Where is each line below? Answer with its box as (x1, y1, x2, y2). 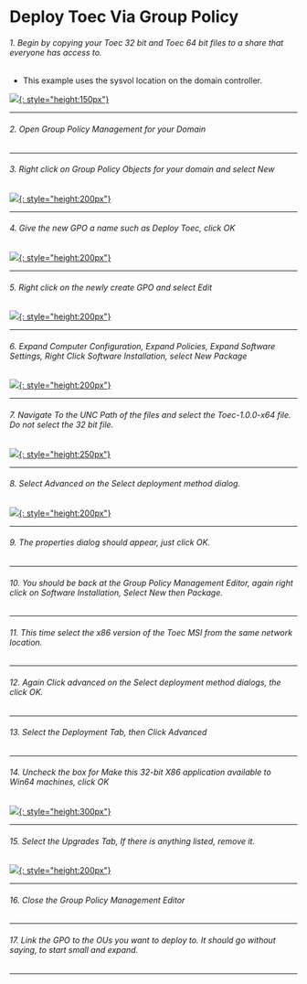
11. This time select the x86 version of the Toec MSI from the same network (9, 626, 293, 637)
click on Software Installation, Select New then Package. (9, 587, 224, 598)
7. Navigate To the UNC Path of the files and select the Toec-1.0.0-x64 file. (9, 410, 291, 420)
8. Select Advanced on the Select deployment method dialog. (9, 478, 240, 489)
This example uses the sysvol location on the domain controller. (22, 75, 263, 86)
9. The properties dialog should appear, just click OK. (9, 537, 211, 548)
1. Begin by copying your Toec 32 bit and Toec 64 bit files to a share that (9, 37, 284, 48)
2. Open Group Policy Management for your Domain (9, 123, 206, 134)
